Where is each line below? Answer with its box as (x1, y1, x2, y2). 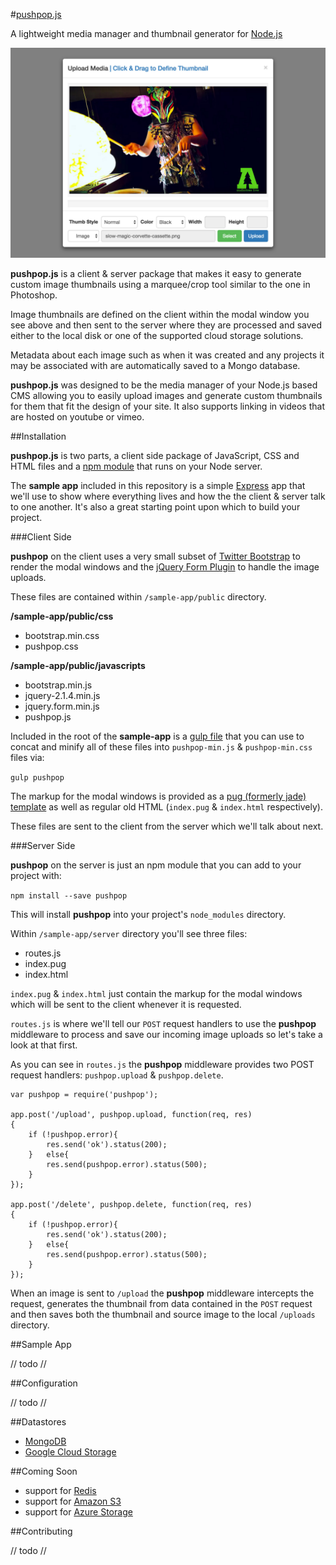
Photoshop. (10, 289, 58, 301)
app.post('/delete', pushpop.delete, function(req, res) (10, 1199, 253, 1209)
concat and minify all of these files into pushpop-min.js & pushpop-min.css (10, 740, 313, 753)
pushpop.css (24, 640, 79, 652)
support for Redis (24, 1484, 97, 1496)
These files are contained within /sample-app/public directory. (10, 590, 267, 603)
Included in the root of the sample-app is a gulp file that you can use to (10, 730, 305, 742)
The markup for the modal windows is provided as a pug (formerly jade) (10, 790, 307, 802)
